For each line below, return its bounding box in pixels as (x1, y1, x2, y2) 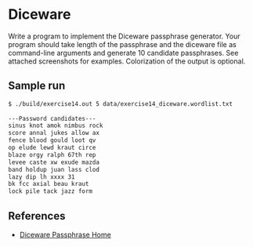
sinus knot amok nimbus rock (8, 122, 103, 130)
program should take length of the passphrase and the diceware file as (8, 39, 237, 49)
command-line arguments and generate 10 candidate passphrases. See (8, 48, 239, 57)
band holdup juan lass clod (8, 165, 100, 173)
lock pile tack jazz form (8, 187, 92, 195)
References (8, 209, 66, 223)
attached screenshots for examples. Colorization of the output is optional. (8, 56, 246, 66)
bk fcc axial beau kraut (8, 180, 89, 188)
